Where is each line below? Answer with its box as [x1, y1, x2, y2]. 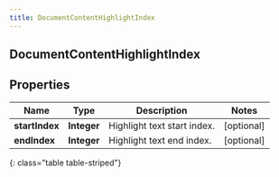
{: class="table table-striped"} [9, 157, 122, 168]
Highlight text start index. [107, 119, 215, 132]
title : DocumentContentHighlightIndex [9, 13, 155, 23]
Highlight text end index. [107, 134, 212, 146]
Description [135, 104, 188, 116]
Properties [9, 78, 70, 93]
